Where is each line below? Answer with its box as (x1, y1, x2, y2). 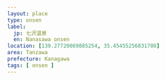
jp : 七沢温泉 (13, 29, 47, 37)
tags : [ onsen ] (7, 62, 54, 69)
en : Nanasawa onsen (13, 36, 70, 43)
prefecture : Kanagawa (7, 56, 70, 63)
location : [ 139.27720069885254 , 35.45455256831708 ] (7, 42, 160, 49)
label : (7, 23, 26, 30)
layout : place (7, 10, 49, 17)
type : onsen (7, 17, 42, 24)
